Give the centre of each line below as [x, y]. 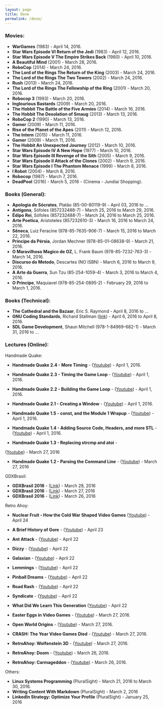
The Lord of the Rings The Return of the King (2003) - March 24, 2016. [84, 72]
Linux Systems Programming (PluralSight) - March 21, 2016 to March [82, 681]
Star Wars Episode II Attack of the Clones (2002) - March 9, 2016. [79, 161]
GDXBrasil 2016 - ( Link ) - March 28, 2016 [54, 486]
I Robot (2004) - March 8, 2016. [44, 171]
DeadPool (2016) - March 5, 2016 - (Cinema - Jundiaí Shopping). [77, 181]
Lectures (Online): [27, 345]
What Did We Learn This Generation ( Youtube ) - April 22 [70, 605]
